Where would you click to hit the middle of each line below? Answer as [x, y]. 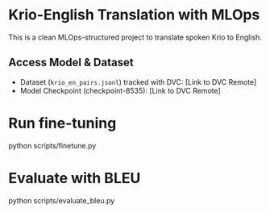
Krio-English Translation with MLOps [134, 15]
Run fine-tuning [62, 123]
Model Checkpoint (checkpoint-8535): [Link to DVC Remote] [120, 90]
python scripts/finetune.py [52, 145]
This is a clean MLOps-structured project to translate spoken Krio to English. [135, 37]
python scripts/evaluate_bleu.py [62, 200]
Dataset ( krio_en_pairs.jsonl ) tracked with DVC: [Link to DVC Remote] [138, 81]
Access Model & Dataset [71, 63]
